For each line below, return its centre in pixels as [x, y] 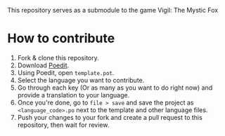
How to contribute [61, 39]
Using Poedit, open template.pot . [66, 72]
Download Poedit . [43, 65]
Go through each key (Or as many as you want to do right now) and [115, 88]
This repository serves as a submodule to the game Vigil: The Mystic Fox [113, 10]
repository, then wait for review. [63, 125]
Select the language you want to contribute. [81, 80]
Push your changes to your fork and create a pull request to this [110, 117]
